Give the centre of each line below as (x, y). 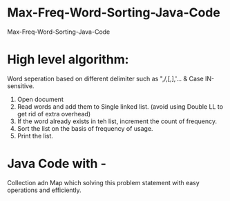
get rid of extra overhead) (54, 114)
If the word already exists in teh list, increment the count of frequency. (117, 121)
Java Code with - (57, 164)
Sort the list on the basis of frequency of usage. (85, 128)
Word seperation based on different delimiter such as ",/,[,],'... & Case (105, 78)
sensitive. (21, 86)
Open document (40, 99)
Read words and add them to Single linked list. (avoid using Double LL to (120, 106)
